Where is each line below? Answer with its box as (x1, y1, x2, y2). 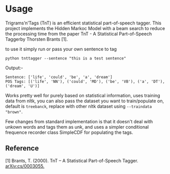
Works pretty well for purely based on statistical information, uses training (5, 92, 160, 98)
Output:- (5, 65, 23, 71)
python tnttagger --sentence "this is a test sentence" (5, 55, 126, 61)
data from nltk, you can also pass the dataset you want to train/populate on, (5, 98, 164, 104)
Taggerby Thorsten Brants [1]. (5, 36, 68, 42)
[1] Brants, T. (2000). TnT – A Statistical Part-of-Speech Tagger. (5, 157, 138, 163)
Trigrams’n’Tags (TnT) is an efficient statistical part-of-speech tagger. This (5, 20, 162, 26)
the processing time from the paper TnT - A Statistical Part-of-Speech (5, 31, 152, 37)
